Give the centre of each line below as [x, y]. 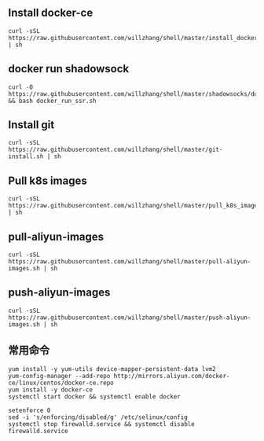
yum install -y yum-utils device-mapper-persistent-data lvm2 [112, 369]
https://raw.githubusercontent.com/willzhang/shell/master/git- [115, 150]
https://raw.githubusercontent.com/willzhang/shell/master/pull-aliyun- [130, 262]
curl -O [21, 87]
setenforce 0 [29, 410]
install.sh [26, 156]
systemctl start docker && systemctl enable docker [94, 396]
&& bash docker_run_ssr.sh [52, 101]
